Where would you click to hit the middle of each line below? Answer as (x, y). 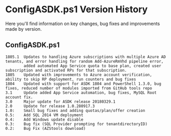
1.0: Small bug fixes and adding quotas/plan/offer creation (75, 110)
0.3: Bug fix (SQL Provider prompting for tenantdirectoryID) (76, 124)
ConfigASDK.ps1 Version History (77, 9)
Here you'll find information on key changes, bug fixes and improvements (83, 24)
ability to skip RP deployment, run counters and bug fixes (71, 79)
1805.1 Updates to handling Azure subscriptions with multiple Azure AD (86, 57)
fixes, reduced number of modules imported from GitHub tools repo (79, 88)
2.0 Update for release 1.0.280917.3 (50, 106)
